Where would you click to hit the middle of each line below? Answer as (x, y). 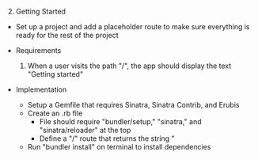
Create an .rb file (55, 113)
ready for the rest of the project (67, 35)
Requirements (38, 50)
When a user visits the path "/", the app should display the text (129, 66)
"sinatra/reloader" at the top (85, 130)
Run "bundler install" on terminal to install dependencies (119, 147)
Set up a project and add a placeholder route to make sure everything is (133, 26)
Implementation (41, 89)
